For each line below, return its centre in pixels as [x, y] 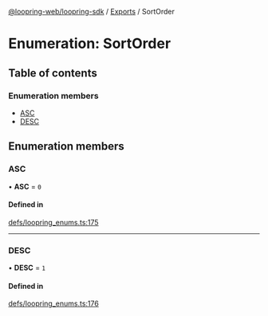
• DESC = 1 [27, 268]
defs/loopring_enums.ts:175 [53, 222]
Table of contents [53, 73]
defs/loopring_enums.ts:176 [54, 304]
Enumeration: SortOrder [90, 44]
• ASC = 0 [25, 186]
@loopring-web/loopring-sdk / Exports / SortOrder [92, 12]
